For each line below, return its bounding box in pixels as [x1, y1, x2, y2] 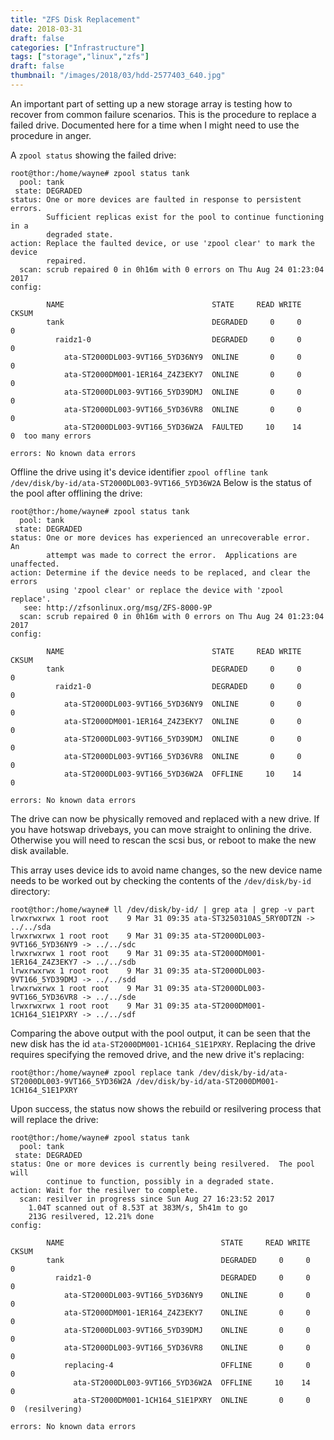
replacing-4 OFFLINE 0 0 [63, 1360, 311, 1370]
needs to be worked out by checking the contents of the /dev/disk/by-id [10, 874, 312, 886]
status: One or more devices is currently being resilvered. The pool [10, 1159, 315, 1169]
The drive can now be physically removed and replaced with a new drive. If [10, 812, 320, 825]
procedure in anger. [10, 129, 92, 141]
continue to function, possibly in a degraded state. [46, 1176, 275, 1186]
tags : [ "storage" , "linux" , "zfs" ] [10, 52, 150, 62]
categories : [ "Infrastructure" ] [10, 42, 145, 53]
